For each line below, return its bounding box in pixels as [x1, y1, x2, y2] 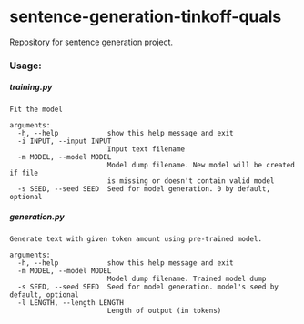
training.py [9, 82, 53, 93]
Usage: [9, 59, 43, 72]
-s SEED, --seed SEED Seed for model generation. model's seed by [17, 282, 279, 291]
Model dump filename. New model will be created [106, 160, 296, 169]
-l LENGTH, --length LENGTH [17, 298, 125, 307]
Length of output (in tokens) [106, 306, 222, 315]
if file [9, 168, 39, 177]
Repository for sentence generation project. [9, 36, 174, 47]
